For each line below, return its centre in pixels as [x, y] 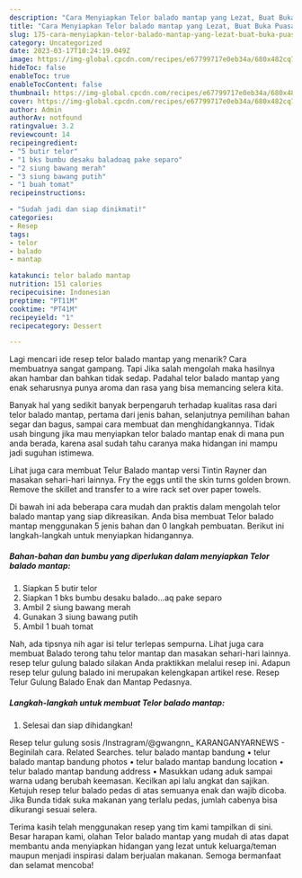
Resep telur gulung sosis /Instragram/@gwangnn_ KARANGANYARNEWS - [147, 743]
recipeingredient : [44, 143]
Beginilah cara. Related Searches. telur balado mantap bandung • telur [140, 752]
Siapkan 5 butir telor [60, 589]
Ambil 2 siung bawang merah [76, 608]
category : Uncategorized [56, 43]
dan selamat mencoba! [52, 865]
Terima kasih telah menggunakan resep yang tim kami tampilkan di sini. [141, 827]
